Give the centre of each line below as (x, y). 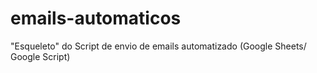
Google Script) (40, 56)
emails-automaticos (96, 18)
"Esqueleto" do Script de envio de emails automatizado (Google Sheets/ (158, 46)
